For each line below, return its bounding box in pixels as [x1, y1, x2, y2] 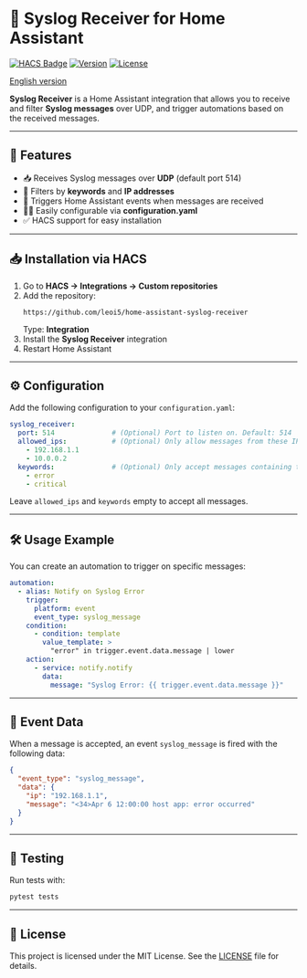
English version [9, 75, 68, 86]
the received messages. [9, 112, 101, 123]
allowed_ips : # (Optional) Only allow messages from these [17, 437, 288, 447]
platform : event [33, 604, 96, 613]
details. [9, 961, 37, 971]
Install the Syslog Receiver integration [22, 333, 167, 344]
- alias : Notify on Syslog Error [17, 587, 145, 596]
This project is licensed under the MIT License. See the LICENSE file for [9, 951, 280, 962]
